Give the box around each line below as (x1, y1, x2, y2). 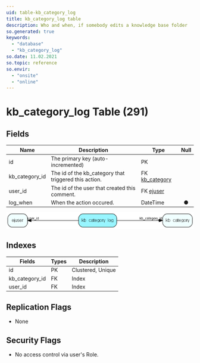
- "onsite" (11, 72, 39, 79)
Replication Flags (6, 302, 71, 312)
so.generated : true (6, 29, 55, 35)
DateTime (140, 198, 165, 206)
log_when (8, 198, 33, 206)
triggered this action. (51, 176, 102, 183)
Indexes (6, 240, 37, 250)
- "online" (11, 79, 39, 85)
